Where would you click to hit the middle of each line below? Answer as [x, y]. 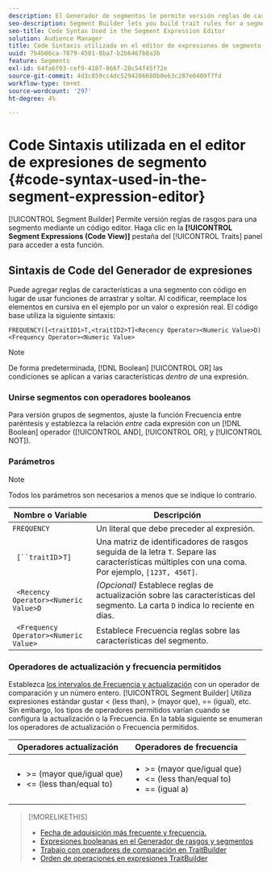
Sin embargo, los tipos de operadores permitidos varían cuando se [119, 710]
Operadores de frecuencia [186, 747]
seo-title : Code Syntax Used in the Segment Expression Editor [117, 31]
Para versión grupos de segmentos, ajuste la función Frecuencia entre [125, 415]
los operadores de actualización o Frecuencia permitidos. [104, 727]
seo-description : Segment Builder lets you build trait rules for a [126, 23]
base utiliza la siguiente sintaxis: [62, 315]
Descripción [177, 515]
